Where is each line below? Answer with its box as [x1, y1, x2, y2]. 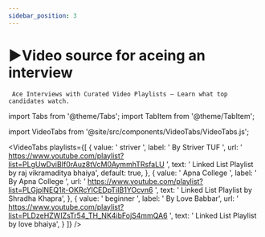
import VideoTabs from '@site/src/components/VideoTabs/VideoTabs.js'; [8, 126, 250, 137]
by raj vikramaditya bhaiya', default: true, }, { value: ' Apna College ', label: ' [8, 168, 257, 178]
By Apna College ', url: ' [8, 176, 86, 186]
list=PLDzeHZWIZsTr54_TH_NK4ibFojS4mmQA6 [8, 210, 168, 220]
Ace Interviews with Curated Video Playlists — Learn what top [11, 90, 228, 98]
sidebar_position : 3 [8, 11, 78, 20]
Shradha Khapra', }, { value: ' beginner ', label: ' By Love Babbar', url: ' [8, 194, 239, 203]
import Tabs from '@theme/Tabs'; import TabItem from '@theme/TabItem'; [8, 111, 255, 121]
